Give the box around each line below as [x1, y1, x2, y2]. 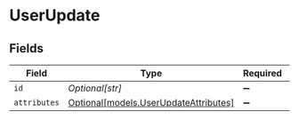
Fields [9, 41, 44, 56]
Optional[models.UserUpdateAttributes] [68, 97, 235, 108]
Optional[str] [68, 82, 122, 94]
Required [243, 68, 283, 79]
